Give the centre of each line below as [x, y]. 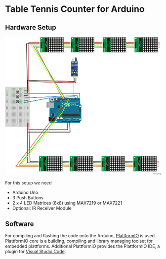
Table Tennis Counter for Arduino [75, 9]
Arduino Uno [25, 193]
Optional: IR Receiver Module [42, 208]
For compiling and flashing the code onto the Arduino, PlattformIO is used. [81, 236]
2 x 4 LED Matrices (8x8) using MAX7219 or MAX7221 [67, 203]
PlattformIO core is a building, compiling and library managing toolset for [79, 241]
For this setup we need [28, 183]
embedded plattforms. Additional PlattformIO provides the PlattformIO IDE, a [83, 246]
